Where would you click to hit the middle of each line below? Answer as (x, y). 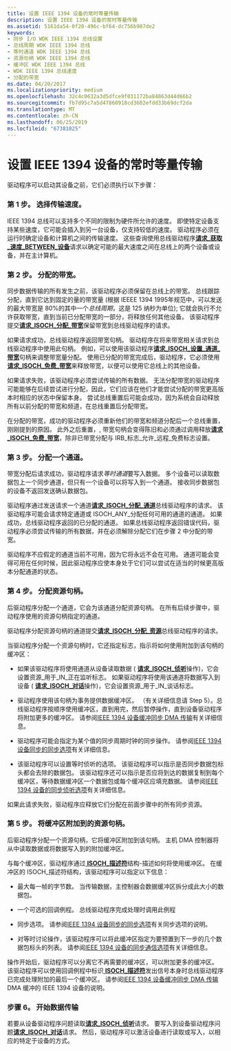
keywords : (21, 33)
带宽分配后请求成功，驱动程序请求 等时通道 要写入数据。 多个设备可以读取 (110, 474)
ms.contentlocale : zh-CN (43, 115)
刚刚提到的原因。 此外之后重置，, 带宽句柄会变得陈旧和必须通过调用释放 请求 (115, 429)
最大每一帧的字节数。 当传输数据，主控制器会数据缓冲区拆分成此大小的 (117, 886)
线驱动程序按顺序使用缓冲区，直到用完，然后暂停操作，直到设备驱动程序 (119, 709)
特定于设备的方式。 (46, 1041)
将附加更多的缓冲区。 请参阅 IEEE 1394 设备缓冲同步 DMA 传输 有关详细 (117, 717)
